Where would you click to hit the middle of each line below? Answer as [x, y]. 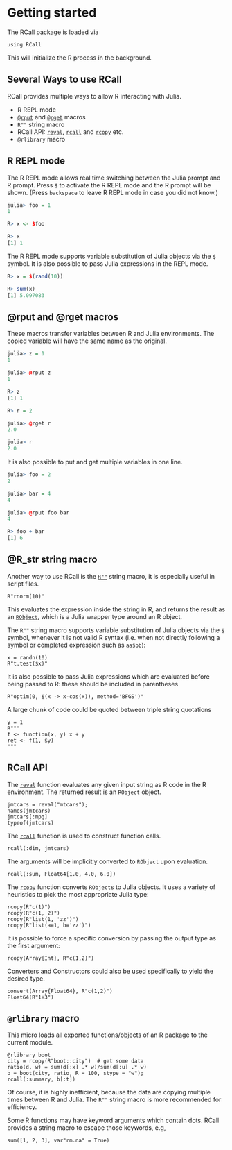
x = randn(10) [28, 657]
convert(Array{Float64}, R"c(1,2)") [60, 991]
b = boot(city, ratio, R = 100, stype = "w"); [75, 1074]
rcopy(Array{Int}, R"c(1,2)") [51, 958]
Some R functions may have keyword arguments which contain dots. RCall [113, 1121]
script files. [23, 584]
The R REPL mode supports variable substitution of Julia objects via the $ [111, 256]
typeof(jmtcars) [30, 823]
